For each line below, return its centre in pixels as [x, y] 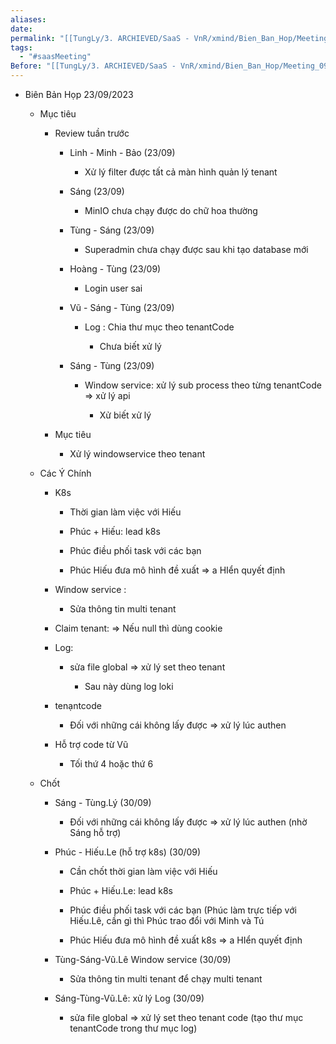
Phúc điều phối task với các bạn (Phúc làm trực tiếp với [183, 910]
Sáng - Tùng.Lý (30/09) [103, 802]
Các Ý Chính [65, 473]
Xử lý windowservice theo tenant [137, 454]
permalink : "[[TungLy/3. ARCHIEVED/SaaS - [100, 38]
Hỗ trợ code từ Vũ [91, 744]
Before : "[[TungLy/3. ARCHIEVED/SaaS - [93, 66]
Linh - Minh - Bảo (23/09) [122, 152]
